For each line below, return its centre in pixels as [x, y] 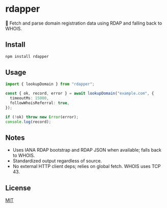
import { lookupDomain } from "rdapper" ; [50, 84]
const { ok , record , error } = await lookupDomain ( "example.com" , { [80, 93]
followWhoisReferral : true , [40, 103]
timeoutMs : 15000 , [30, 98]
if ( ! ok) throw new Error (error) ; [42, 117]
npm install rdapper [27, 56]
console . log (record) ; [28, 122]
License [18, 188]
